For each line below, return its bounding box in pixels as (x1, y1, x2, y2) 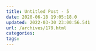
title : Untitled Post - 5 (6, 8, 69, 15)
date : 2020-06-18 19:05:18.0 (6, 14, 77, 20)
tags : (6, 36, 19, 42)
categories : (6, 30, 35, 36)
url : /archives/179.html (6, 25, 67, 31)
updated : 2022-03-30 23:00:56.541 (6, 19, 91, 25)
